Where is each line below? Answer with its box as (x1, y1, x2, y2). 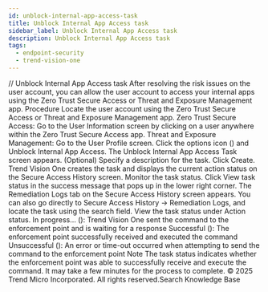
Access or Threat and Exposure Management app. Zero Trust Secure (8, 112, 237, 122)
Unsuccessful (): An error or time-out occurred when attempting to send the (8, 240, 260, 249)
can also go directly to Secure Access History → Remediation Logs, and (8, 197, 246, 207)
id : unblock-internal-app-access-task (8, 11, 138, 20)
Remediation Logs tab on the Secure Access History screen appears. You (8, 189, 251, 199)
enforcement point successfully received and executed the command (8, 232, 238, 241)
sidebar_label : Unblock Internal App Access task (8, 26, 178, 34)
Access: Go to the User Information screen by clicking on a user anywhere (8, 121, 254, 131)
